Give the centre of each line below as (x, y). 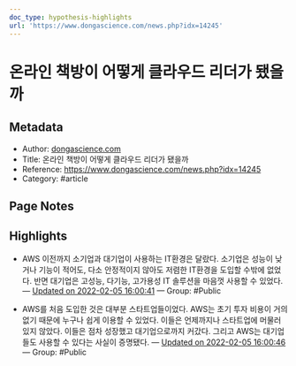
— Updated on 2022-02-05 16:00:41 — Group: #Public (121, 290)
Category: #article (55, 179)
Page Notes (42, 206)
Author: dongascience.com (71, 149)
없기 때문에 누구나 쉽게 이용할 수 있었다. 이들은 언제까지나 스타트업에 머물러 (152, 320)
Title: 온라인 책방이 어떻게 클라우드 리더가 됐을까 (105, 159)
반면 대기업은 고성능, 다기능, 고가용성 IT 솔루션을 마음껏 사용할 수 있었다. (159, 280)
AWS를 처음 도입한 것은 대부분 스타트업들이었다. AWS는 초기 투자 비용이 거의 (155, 309)
